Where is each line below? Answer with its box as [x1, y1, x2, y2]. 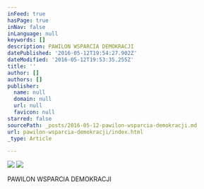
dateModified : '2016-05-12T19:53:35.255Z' [7, 56, 134, 63]
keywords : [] [7, 37, 46, 44]
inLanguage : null [7, 30, 59, 37]
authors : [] [7, 75, 42, 83]
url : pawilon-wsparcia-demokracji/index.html [7, 128, 143, 135]
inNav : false [7, 23, 46, 30]
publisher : [7, 83, 40, 90]
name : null [13, 89, 46, 96]
